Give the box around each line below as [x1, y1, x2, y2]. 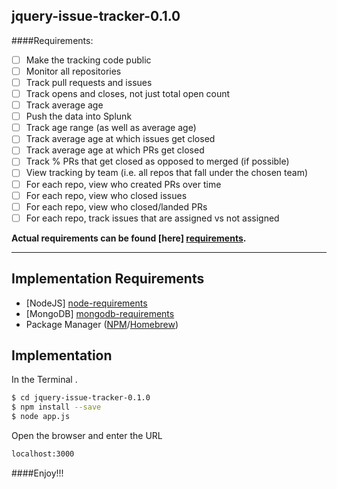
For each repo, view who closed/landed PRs [25, 200, 208, 213]
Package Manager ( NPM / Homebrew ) [25, 318, 179, 330]
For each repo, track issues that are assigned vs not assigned [25, 212, 280, 224]
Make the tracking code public [25, 54, 152, 66]
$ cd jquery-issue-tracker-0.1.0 [11, 393, 151, 403]
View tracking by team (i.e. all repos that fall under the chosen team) [25, 167, 308, 179]
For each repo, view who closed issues [25, 189, 188, 201]
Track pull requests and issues [25, 76, 153, 88]
